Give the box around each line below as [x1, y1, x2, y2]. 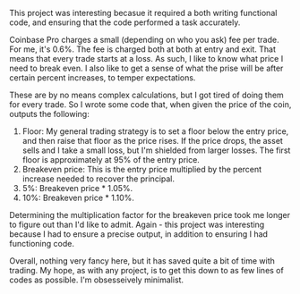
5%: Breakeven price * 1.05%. [21, 183, 133, 193]
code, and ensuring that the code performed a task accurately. [9, 17, 241, 28]
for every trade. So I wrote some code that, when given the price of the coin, [9, 99, 292, 110]
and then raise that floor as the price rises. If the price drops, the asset [21, 136, 284, 146]
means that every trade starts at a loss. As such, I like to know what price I [9, 54, 284, 63]
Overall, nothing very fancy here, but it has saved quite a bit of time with [9, 256, 276, 266]
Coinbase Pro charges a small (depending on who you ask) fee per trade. [9, 35, 279, 45]
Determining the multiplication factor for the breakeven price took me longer [9, 210, 291, 220]
